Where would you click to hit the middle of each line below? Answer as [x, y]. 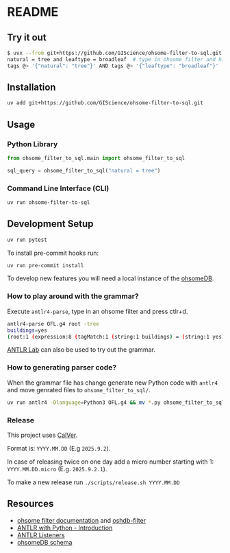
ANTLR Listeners [41, 535]
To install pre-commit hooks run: [53, 253]
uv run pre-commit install [46, 265]
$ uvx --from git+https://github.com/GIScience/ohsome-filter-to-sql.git [115, 53]
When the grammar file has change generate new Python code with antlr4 [112, 383]
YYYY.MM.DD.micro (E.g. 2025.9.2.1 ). [57, 469]
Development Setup [50, 224]
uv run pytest [27, 240]
